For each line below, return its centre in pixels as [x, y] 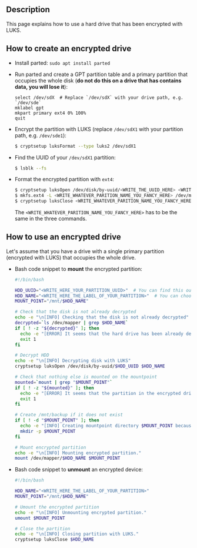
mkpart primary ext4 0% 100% [50, 113]
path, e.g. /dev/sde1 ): [40, 135]
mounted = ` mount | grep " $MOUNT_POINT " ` [64, 382]
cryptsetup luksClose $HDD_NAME [54, 540]
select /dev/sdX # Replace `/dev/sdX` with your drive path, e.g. [99, 97]
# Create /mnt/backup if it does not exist [69, 415]
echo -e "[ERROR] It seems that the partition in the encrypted [101, 393]
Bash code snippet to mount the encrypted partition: [79, 269]
